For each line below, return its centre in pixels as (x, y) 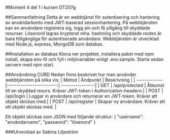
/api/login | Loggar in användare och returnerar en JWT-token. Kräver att (81, 96)
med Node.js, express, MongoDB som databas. (55, 44)
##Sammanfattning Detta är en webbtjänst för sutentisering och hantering (82, 17)
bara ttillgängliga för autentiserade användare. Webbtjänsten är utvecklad (82, 39)
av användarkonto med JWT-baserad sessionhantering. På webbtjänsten (81, 23)
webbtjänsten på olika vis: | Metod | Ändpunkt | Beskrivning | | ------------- (84, 80)
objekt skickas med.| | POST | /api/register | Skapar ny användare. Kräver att (85, 101)
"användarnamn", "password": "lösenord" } (50, 122)
